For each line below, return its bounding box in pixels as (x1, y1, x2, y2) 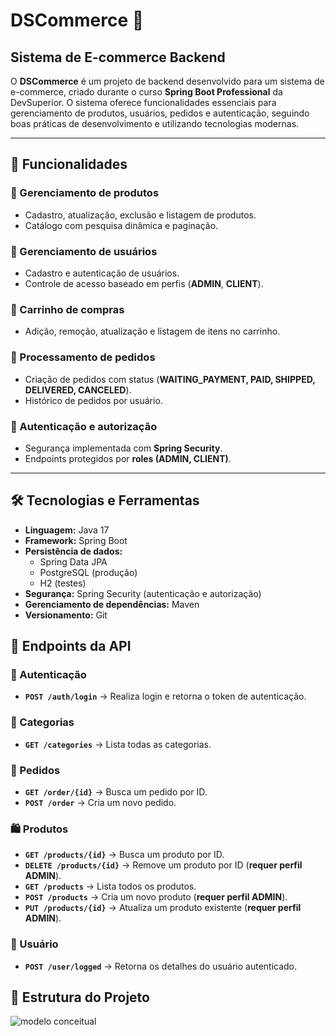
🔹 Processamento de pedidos (10, 350, 156, 364)
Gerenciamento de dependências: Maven (24, 598, 200, 610)
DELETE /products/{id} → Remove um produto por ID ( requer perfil (24, 859, 303, 871)
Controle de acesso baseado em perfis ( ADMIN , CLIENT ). (24, 277, 264, 289)
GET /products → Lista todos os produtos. (24, 880, 197, 893)
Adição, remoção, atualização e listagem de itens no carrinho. (24, 325, 281, 338)
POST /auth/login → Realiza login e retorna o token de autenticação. (24, 690, 307, 703)
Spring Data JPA (39, 555, 108, 568)
